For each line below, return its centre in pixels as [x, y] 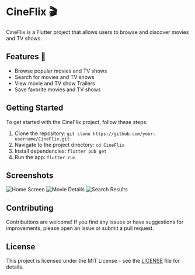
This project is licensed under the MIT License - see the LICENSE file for [93, 261]
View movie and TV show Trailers [55, 83]
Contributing [30, 208]
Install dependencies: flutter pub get [60, 151]
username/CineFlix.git [42, 139]
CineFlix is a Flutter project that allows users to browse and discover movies [97, 32]
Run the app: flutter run [45, 157]
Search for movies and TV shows [54, 77]
